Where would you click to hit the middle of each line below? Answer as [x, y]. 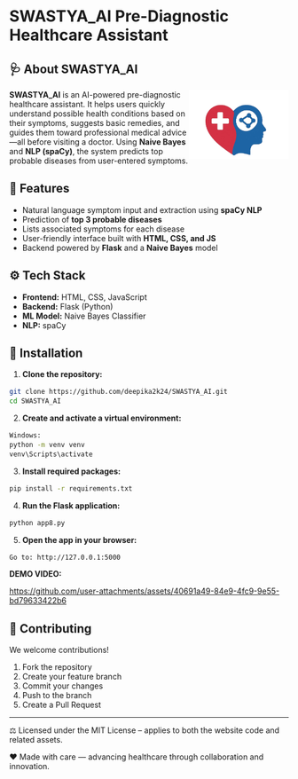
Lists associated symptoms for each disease [103, 229]
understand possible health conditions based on [98, 114]
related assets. [36, 740]
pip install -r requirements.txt [71, 488]
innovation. [30, 767]
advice [174, 132]
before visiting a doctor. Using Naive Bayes [106, 142]
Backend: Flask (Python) [67, 306]
